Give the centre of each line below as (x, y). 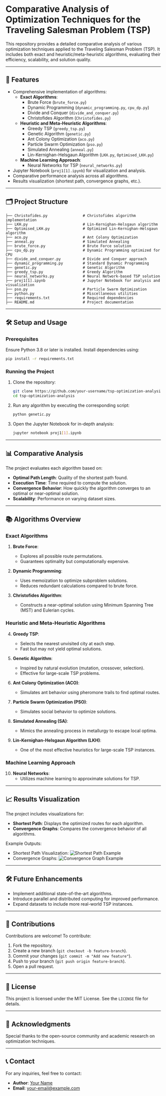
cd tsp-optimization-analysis (44, 396)
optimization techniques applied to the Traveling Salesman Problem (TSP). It (83, 49)
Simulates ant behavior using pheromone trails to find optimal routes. (90, 692)
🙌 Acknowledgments (38, 1024)
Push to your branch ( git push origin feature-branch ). (69, 961)
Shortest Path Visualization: (41, 853)
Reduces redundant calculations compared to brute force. (79, 586)
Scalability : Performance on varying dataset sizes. (64, 498)
